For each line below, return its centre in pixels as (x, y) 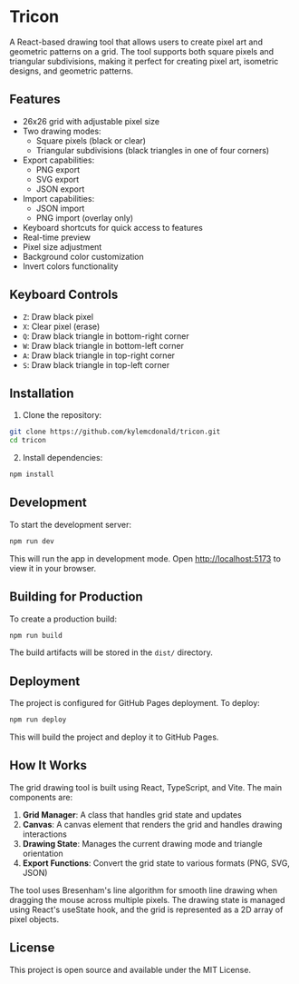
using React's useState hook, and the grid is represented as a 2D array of (146, 909)
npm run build (36, 635)
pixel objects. (34, 919)
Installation (42, 393)
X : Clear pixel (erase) (61, 326)
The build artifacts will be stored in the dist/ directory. (111, 652)
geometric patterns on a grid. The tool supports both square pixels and (142, 51)
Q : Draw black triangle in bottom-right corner (106, 336)
